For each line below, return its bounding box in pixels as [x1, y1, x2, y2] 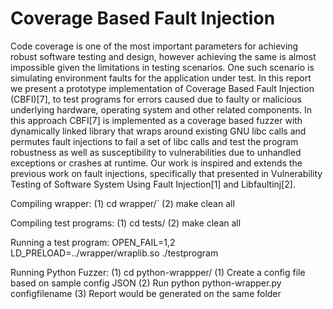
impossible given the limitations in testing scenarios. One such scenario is [10, 61, 315, 73]
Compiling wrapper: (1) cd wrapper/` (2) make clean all [10, 197, 235, 209]
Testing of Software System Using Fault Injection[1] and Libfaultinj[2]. [10, 178, 297, 190]
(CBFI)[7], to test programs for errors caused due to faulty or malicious [10, 93, 302, 105]
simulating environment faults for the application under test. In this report [10, 72, 312, 84]
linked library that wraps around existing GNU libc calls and [61, 125, 307, 137]
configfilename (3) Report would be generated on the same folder [10, 287, 282, 299]
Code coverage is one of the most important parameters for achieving [10, 40, 299, 52]
